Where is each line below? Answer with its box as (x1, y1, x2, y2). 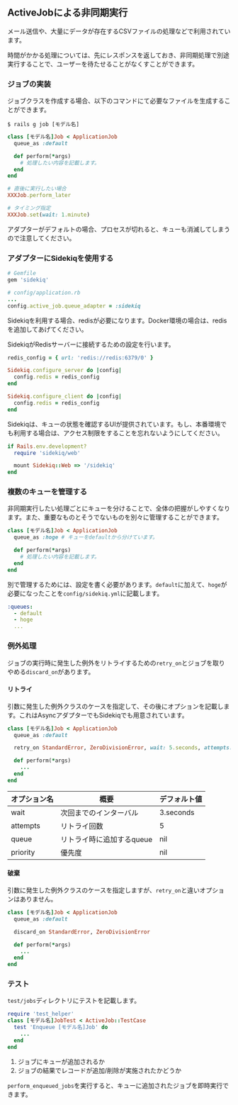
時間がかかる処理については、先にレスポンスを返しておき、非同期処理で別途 (7, 50, 230, 59)
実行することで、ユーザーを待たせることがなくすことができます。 (7, 60, 199, 68)
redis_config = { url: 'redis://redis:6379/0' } (7, 354, 154, 361)
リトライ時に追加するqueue (60, 834, 153, 844)
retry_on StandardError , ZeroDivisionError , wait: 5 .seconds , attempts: (13, 744, 233, 751)
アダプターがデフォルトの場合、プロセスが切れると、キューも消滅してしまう (7, 225, 231, 233)
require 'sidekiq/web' (13, 449, 81, 456)
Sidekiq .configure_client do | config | (7, 393, 122, 400)
